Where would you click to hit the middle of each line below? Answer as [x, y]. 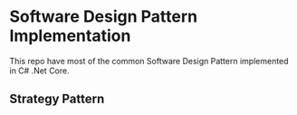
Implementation [70, 36]
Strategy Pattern [57, 99]
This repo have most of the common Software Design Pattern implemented [149, 61]
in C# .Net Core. [39, 71]
